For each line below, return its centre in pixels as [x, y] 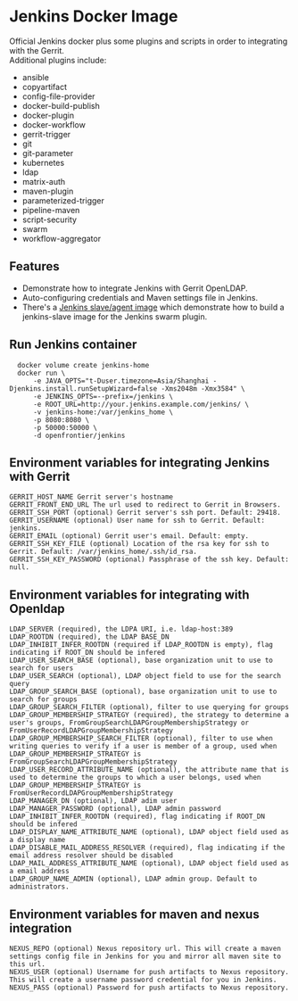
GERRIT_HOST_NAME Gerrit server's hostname [91, 497]
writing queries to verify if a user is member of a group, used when [143, 747]
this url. [28, 964]
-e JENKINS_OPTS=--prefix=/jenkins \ [103, 396]
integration [41, 928]
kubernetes [43, 162]
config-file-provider [58, 96]
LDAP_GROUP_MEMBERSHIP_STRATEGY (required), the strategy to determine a [149, 716]
